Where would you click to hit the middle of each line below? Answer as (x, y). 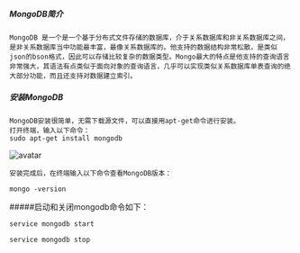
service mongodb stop (50, 239)
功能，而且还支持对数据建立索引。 (83, 76)
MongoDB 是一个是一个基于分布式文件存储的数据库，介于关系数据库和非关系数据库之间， (150, 37)
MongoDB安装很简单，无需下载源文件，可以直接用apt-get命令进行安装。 (125, 121)
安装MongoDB (36, 97)
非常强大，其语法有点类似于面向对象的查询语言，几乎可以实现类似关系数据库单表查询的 (147, 66)
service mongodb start (52, 224)
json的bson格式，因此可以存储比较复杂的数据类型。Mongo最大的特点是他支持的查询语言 (150, 57)
